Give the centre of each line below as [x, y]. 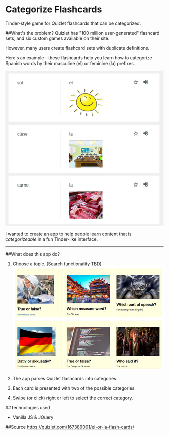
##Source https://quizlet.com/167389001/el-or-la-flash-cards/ [70, 427]
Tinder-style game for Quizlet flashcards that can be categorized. [73, 23]
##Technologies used [28, 407]
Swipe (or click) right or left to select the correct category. [73, 398]
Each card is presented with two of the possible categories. [74, 388]
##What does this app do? [33, 254]
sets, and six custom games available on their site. [57, 38]
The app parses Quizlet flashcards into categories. [65, 378]
